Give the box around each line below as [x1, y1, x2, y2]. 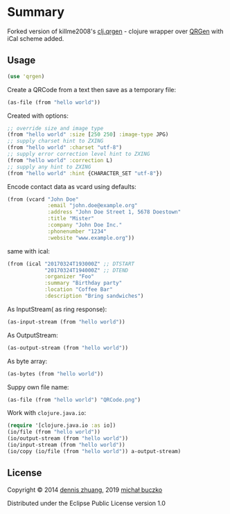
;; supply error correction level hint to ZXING [7, 150, 150, 157]
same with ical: [7, 247, 51, 255]
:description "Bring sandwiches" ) [44, 292, 144, 299]
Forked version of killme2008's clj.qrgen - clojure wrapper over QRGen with [7, 27, 224, 35]
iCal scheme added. [7, 34, 64, 42]
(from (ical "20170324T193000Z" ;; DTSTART [7, 260, 135, 267]
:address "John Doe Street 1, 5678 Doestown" [47, 209, 182, 215]
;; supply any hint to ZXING [7, 163, 91, 170]
